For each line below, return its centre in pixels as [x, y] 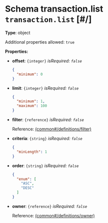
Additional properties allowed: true [40, 42]
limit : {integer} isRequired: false [45, 88]
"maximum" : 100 [32, 106]
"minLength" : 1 [32, 152]
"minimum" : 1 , [31, 101]
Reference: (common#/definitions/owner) [54, 215]
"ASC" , [28, 183]
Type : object [18, 32]
